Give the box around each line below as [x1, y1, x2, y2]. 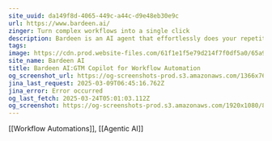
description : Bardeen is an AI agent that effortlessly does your [8, 34, 237, 43]
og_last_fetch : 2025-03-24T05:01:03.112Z [8, 94, 151, 102]
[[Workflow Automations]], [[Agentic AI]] [8, 124, 144, 134]
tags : [8, 42, 27, 50]
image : [8, 49, 31, 57]
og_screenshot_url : [8, 72, 74, 80]
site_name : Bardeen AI [8, 57, 85, 65]
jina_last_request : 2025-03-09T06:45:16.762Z [8, 79, 164, 87]
